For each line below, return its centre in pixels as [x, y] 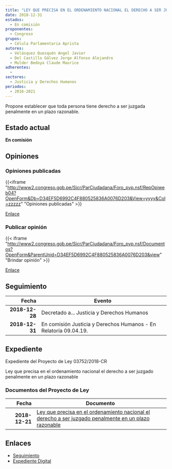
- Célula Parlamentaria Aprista [45, 44]
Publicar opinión [26, 227]
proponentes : [19, 29]
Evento [103, 301]
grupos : [14, 39]
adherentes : [18, 67]
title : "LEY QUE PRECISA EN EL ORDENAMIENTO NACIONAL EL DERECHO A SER [83, 10]
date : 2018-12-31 [24, 15]
